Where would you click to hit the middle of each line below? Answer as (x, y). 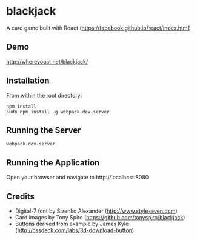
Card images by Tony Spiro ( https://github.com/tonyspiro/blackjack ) (100, 217)
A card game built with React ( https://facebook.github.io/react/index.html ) (98, 28)
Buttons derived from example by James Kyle (72, 224)
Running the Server (44, 130)
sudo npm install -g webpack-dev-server (58, 112)
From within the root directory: (44, 95)
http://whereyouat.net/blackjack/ (47, 61)
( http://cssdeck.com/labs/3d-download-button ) (75, 230)
